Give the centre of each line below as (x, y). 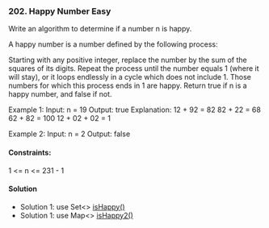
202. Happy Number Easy (60, 11)
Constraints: (30, 152)
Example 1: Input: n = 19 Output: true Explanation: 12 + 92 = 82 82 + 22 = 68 (134, 110)
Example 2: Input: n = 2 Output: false (69, 134)
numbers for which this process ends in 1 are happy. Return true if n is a (128, 85)
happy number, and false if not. (60, 94)
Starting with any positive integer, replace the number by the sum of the (128, 60)
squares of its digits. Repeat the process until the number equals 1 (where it (134, 68)
